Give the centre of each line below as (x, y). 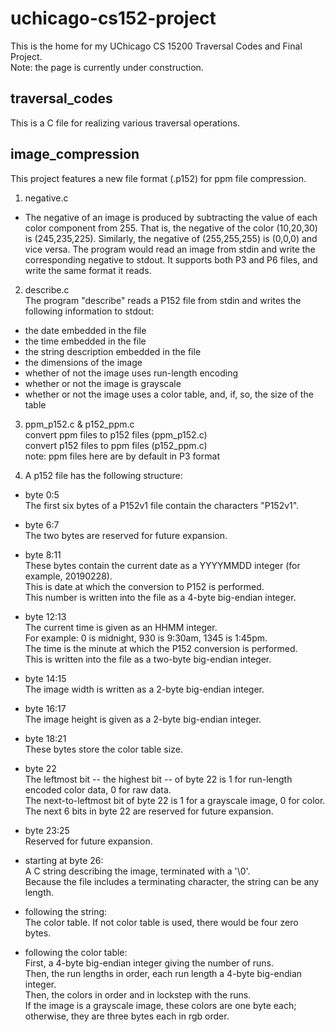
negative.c (46, 198)
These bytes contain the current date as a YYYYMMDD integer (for (162, 565)
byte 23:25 (47, 830)
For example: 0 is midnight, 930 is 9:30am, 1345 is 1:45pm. (146, 638)
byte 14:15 (45, 678)
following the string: (66, 911)
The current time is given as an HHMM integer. (121, 627)
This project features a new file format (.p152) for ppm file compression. (158, 178)
